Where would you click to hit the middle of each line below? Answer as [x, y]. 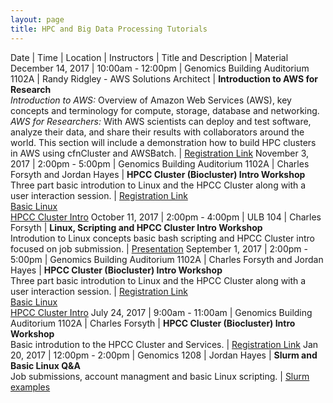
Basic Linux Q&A [45, 365]
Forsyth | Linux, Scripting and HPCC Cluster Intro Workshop [136, 227]
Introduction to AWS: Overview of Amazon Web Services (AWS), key [151, 100]
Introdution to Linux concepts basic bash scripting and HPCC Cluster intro [162, 238]
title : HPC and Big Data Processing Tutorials [109, 29]
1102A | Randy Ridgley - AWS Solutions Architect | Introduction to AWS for [164, 78]
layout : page [37, 19]
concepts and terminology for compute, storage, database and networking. [165, 110]
